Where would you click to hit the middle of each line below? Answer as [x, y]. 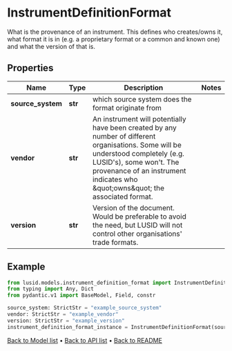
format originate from [127, 108]
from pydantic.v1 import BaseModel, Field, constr [81, 295]
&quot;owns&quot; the [128, 188]
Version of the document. [133, 208]
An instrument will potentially [139, 119]
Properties [30, 68]
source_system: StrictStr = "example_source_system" [85, 308]
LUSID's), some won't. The [136, 162]
